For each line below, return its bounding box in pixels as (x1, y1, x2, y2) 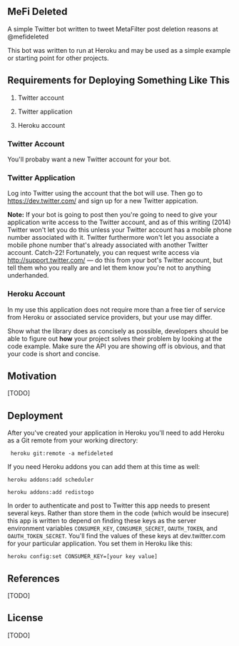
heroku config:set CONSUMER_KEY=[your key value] (7, 553, 158, 560)
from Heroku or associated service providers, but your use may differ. (7, 313, 213, 321)
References (7, 572, 60, 585)
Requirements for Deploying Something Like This (7, 74, 230, 86)
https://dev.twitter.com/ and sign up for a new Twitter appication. (7, 196, 198, 206)
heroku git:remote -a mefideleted (10, 450, 113, 458)
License (7, 612, 44, 624)
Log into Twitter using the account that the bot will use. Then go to (7, 189, 203, 198)
